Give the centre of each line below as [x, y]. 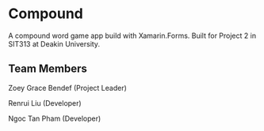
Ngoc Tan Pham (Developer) [55, 118]
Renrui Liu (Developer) [45, 103]
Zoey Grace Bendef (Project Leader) [67, 88]
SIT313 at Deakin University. [54, 43]
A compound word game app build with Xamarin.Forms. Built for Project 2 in [132, 36]
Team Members [48, 69]
